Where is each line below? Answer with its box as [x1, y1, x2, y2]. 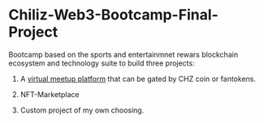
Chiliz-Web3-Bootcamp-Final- [8, 6, 219, 24]
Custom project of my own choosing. [19, 105, 145, 115]
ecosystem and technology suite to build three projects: [8, 58, 195, 68]
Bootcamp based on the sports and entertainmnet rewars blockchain [8, 49, 238, 59]
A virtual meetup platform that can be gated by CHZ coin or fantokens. [19, 74, 256, 83]
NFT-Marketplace [19, 89, 80, 99]
